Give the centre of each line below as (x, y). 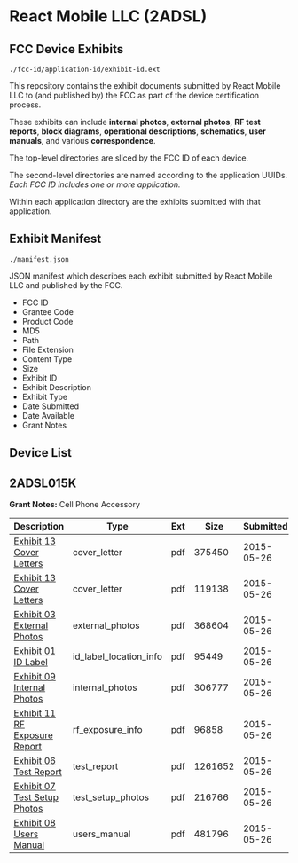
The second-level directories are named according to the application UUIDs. (149, 175)
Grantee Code (47, 311)
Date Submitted (51, 406)
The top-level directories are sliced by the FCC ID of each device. (129, 158)
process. (25, 105)
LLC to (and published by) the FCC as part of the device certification (134, 95)
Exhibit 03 (35, 615)
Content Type (47, 359)
